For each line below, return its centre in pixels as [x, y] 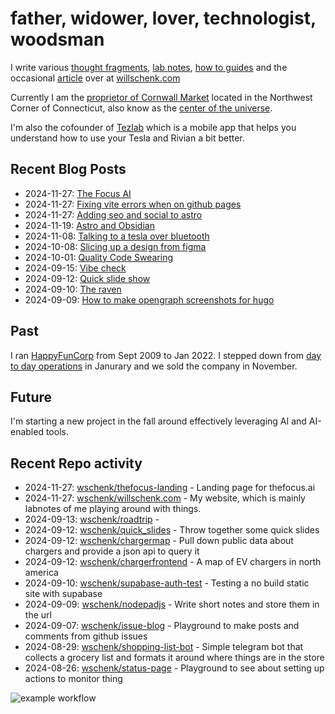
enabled [27, 432]
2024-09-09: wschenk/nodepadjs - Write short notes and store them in [172, 604]
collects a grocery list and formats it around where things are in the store [174, 658]
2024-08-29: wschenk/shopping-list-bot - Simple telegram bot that [164, 647]
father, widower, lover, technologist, [163, 18]
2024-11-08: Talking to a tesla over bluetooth [117, 236]
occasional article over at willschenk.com [95, 78]
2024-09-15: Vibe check [75, 268]
